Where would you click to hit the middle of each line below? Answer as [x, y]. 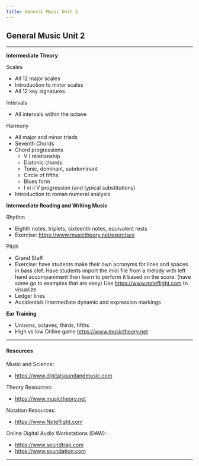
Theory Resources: [29, 387]
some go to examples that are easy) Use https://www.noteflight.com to [101, 284]
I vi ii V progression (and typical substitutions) [79, 188]
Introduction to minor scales [49, 85]
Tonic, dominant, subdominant [60, 169]
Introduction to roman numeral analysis [62, 194]
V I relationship [42, 156]
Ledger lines [30, 296]
